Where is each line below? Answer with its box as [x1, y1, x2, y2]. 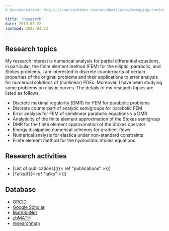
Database [5, 185, 36, 194]
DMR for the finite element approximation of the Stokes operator [12, 122, 146, 128]
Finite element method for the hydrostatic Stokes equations [12, 137, 136, 144]
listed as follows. [5, 90, 40, 96]
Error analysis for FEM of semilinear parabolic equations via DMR [12, 110, 147, 117]
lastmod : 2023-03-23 [5, 26, 49, 31]
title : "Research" [5, 16, 44, 22]
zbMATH [12, 215, 31, 221]
